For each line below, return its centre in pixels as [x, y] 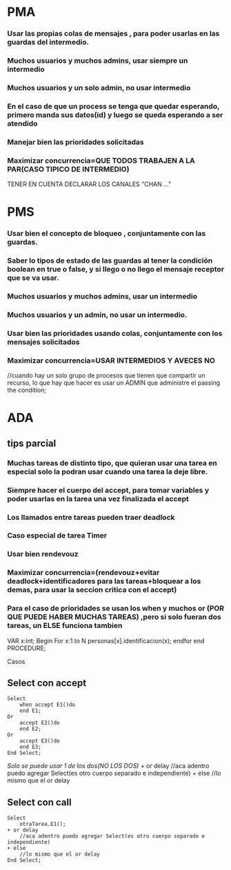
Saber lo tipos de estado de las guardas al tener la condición [110, 261]
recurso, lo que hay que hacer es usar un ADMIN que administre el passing [114, 383]
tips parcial [32, 443]
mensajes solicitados [43, 342]
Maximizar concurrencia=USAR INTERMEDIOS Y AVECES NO [111, 361]
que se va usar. [33, 278]
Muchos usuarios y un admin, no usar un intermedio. [97, 314]
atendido [22, 123]
